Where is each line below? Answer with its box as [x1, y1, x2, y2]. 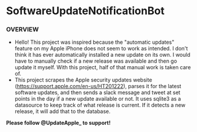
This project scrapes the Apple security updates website [14, 76, 152, 83]
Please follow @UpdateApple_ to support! [6, 120, 111, 127]
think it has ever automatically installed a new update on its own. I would [14, 51, 191, 59]
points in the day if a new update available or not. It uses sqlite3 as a [14, 95, 181, 102]
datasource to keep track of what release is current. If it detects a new [14, 102, 186, 109]
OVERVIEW [6, 25, 40, 34]
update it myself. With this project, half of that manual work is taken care [14, 64, 191, 71]
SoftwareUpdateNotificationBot [6, 4, 165, 18]
